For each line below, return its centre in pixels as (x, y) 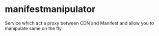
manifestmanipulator (50, 9)
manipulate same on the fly (33, 28)
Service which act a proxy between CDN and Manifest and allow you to (79, 23)
